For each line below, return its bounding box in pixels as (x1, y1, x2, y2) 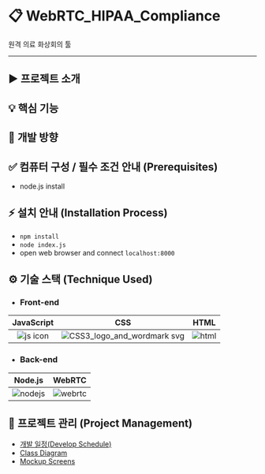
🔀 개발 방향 (8, 131, 59, 144)
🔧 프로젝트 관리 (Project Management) (8, 416, 193, 431)
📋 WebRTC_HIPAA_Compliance (8, 7, 221, 25)
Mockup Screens (19, 456, 76, 466)
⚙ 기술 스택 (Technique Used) (8, 273, 153, 286)
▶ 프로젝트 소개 (8, 73, 80, 86)
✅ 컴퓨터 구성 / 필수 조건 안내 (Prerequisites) (8, 160, 218, 174)
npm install (19, 233, 59, 241)
